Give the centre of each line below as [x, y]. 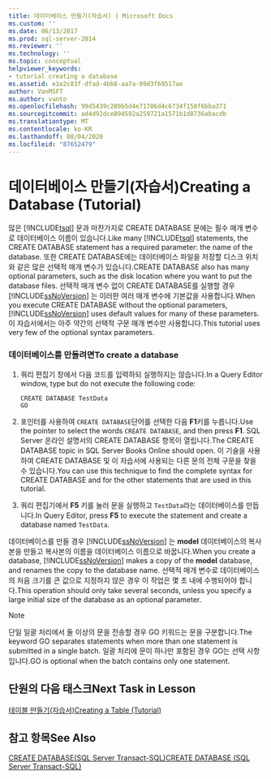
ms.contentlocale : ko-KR [50, 129]
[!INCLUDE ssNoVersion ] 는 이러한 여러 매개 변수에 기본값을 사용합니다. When [132, 296]
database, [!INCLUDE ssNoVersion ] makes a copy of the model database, [131, 560]
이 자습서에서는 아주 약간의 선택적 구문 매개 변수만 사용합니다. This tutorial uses [135, 323]
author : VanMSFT [36, 91]
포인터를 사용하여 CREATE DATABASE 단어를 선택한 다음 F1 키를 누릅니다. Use [137, 421]
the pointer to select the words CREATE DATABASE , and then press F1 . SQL [140, 430]
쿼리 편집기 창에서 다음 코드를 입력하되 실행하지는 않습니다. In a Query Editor [141, 374]
